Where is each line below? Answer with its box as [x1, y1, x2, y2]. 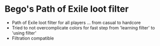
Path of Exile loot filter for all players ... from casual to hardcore [11, 20, 141, 25]
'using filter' [11, 30, 37, 36]
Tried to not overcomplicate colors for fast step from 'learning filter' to [11, 24, 155, 30]
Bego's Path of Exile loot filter [4, 3, 129, 15]
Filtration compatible [11, 35, 54, 41]
